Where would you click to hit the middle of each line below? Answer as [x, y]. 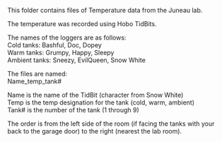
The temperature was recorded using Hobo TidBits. [82, 24]
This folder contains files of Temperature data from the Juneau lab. [105, 10]
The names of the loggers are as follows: [67, 37]
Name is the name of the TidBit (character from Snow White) [95, 95]
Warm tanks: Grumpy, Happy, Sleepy [61, 53]
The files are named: [37, 74]
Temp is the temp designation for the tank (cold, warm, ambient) [101, 102]
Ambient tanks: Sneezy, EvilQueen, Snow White [77, 60]
